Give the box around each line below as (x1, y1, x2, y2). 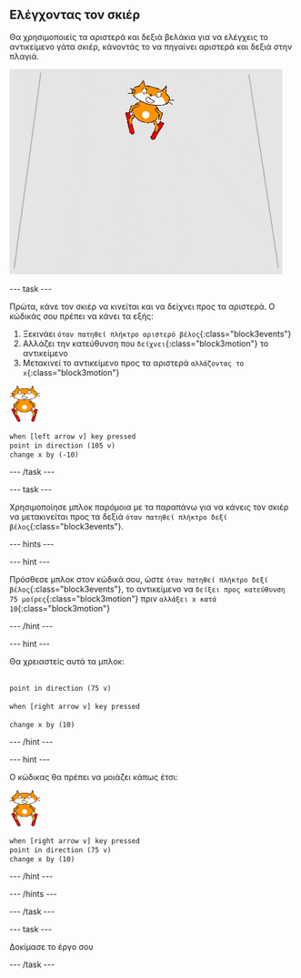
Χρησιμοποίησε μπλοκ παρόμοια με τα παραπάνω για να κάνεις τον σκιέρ (9, 501, 289, 512)
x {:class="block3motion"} (22, 366, 120, 377)
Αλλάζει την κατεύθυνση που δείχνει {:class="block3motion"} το (22, 337, 269, 349)
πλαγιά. (9, 50, 39, 62)
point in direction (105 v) (9, 441, 116, 450)
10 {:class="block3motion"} (9, 602, 111, 613)
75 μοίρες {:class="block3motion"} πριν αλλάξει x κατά (9, 592, 216, 604)
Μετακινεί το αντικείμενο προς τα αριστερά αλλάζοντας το (22, 357, 245, 368)
